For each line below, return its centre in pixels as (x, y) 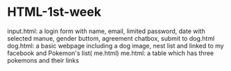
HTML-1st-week (54, 12)
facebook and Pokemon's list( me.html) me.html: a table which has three (111, 53)
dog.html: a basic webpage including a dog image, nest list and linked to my (115, 45)
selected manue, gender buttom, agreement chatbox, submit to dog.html (111, 38)
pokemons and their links (43, 60)
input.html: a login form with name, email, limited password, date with (106, 31)
